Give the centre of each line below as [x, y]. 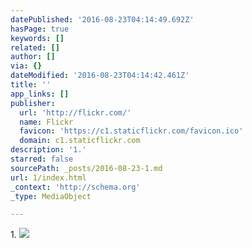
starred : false [42, 159]
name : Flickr [46, 122]
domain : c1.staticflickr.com [80, 141]
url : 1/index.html [48, 177]
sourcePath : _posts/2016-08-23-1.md [86, 168]
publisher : [33, 103]
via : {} [26, 66]
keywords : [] [37, 38]
